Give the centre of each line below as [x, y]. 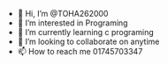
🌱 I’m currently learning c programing [85, 32]
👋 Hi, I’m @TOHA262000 [63, 14]
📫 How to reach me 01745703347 [80, 51]
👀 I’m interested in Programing [73, 23]
